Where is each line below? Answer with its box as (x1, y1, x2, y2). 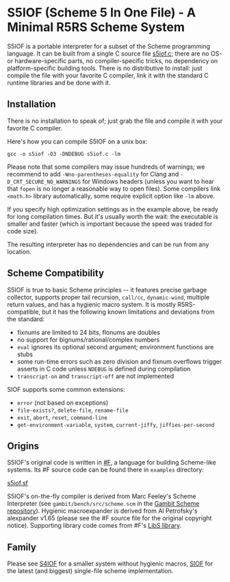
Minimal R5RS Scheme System (7, 19, 185, 35)
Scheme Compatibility (7, 268, 105, 279)
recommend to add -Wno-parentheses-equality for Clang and (7, 170, 179, 178)
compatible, (7, 307, 41, 316)
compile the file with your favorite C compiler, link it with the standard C (7, 71, 209, 80)
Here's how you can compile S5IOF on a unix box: (7, 137, 148, 145)
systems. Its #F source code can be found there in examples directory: (7, 465, 204, 474)
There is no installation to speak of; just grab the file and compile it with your (7, 117, 223, 125)
